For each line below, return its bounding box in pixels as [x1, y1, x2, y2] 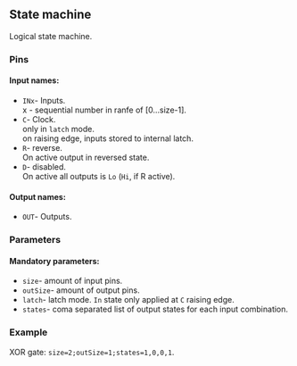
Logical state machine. [9, 30, 93, 41]
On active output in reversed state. [21, 152, 150, 162]
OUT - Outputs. [21, 212, 72, 222]
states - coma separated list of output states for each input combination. [21, 304, 288, 315]
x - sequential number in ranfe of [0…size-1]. [21, 104, 187, 115]
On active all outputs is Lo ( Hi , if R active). [21, 171, 176, 181]
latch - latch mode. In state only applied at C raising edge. [21, 295, 235, 305]
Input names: [9, 75, 60, 86]
